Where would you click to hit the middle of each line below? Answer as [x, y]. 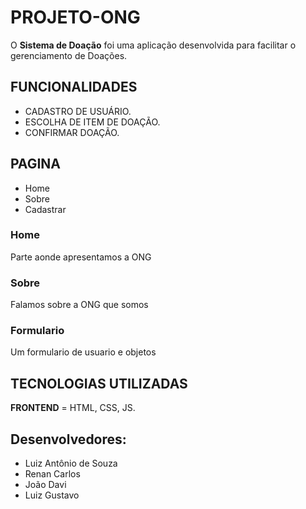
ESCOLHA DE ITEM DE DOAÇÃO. [92, 122]
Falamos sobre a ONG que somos [79, 305]
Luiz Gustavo [52, 495]
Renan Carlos [52, 474]
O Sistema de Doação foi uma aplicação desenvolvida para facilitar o [153, 45]
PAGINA [36, 164]
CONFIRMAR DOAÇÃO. [72, 132]
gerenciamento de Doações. [69, 55]
